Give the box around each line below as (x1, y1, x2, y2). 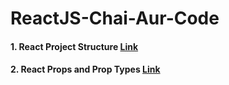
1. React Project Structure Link (10, 40, 139, 52)
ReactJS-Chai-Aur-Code (10, 7, 220, 30)
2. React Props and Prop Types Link (10, 63, 161, 76)
